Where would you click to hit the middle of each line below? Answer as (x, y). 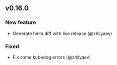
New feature (21, 22)
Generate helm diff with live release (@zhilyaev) (62, 33)
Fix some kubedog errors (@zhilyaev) (52, 57)
